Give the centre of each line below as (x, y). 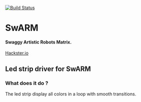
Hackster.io (17, 53)
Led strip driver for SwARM (48, 69)
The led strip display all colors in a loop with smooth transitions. (71, 94)
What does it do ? (27, 83)
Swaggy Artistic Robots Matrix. (38, 42)
